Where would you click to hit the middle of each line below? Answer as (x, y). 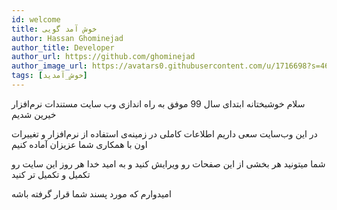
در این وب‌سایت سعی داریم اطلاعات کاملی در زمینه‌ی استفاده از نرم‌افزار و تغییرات (164, 133)
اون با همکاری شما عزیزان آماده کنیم (79, 144)
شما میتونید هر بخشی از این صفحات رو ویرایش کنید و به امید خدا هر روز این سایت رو (168, 163)
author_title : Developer (63, 47)
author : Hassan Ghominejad (67, 38)
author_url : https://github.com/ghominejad (103, 57)
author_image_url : (49, 66)
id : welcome (36, 19)
